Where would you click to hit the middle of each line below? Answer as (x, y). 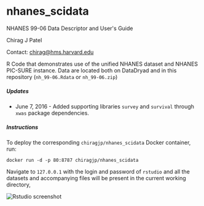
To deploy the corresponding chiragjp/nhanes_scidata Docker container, (99, 142)
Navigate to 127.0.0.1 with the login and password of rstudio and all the (98, 171)
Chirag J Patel (24, 40)
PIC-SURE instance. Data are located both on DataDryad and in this (92, 70)
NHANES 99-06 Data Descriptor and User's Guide (70, 28)
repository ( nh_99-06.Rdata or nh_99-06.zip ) (62, 77)
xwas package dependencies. (52, 113)
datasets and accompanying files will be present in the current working (96, 178)
